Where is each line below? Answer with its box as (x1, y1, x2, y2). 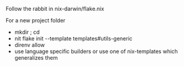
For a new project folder (5, 17, 66, 24)
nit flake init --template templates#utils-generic (14, 35, 133, 42)
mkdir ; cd (14, 28, 40, 36)
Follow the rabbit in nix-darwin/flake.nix (5, 5, 104, 12)
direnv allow (14, 42, 45, 48)
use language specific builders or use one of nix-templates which (14, 48, 178, 55)
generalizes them (14, 54, 58, 61)
